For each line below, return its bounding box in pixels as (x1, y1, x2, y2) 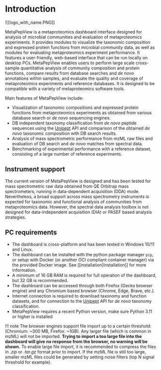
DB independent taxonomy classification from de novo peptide (12, 120, 137, 126)
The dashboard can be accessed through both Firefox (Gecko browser (12, 282, 153, 288)
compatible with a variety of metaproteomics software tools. (5, 86, 125, 91)
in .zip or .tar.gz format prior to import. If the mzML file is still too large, (5, 349, 146, 354)
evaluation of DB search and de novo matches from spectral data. (12, 141, 143, 146)
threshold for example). (5, 359, 52, 365)
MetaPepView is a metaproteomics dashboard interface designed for (5, 29, 142, 35)
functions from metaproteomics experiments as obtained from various (12, 109, 152, 115)
